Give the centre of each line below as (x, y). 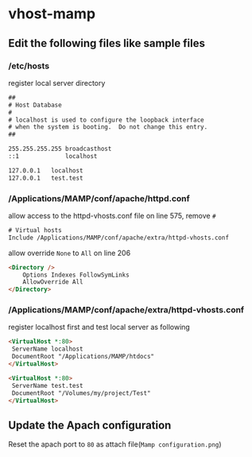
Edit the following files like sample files (107, 43)
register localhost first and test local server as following (99, 327)
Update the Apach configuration (90, 425)
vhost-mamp (52, 14)
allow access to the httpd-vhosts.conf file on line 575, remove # (112, 215)
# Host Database (35, 105)
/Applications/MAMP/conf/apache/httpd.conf (99, 198)
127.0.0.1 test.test (46, 178)
